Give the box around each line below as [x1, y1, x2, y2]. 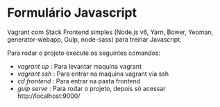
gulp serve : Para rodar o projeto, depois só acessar [17, 84, 166, 92]
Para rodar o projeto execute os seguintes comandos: [7, 49, 161, 57]
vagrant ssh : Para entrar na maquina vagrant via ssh [17, 69, 169, 78]
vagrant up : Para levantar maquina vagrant [17, 62, 142, 70]
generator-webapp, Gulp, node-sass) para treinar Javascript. [7, 35, 182, 43]
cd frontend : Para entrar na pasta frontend [17, 76, 141, 85]
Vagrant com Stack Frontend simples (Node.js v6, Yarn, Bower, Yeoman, [7, 28, 214, 36]
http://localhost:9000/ [17, 92, 81, 100]
